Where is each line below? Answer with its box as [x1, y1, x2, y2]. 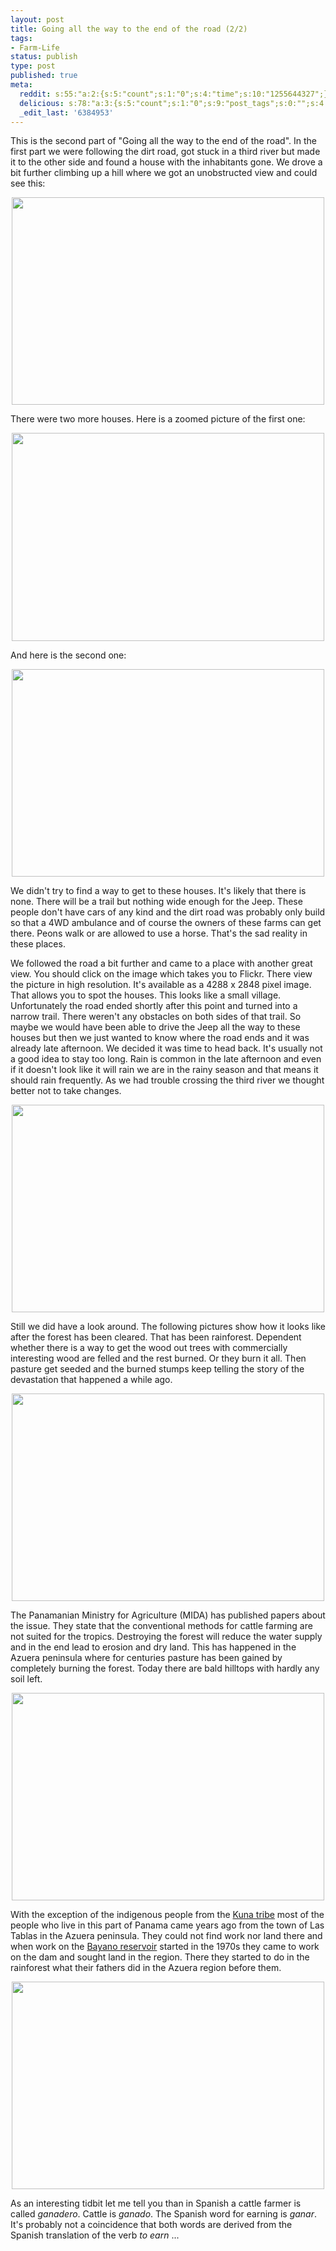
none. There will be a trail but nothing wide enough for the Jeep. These [10, 896, 303, 908]
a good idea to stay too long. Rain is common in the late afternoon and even [10, 1053, 322, 1065]
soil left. [10, 1673, 43, 1685]
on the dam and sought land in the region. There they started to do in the [10, 1951, 310, 1963]
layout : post [10, 14, 65, 25]
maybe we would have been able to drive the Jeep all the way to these [10, 1021, 301, 1033]
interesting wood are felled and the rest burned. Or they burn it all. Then [10, 1352, 307, 1365]
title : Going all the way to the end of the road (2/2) [10, 24, 248, 34]
